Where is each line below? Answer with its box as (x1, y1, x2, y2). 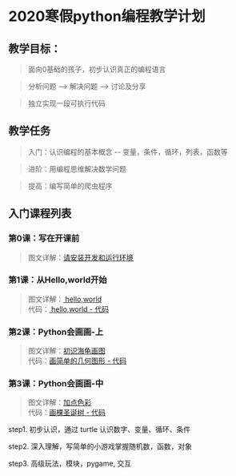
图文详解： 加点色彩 (27, 397, 92, 407)
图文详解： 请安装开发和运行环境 (27, 252, 134, 262)
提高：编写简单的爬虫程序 (27, 181, 113, 191)
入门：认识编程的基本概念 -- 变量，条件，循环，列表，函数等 (27, 147, 228, 156)
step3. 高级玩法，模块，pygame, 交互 (8, 458, 132, 469)
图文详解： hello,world (27, 294, 102, 304)
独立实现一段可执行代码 (27, 99, 106, 108)
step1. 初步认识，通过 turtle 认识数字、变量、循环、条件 (8, 425, 191, 434)
